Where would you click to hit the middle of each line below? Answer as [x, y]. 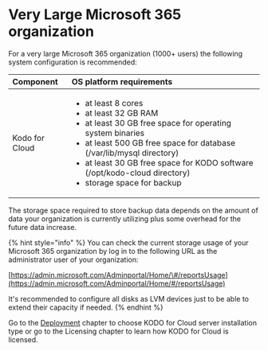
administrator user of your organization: [73, 259]
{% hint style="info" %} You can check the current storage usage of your [128, 242]
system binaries [115, 133]
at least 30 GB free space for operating [158, 123]
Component [35, 81]
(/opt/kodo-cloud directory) [138, 173]
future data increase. [43, 227]
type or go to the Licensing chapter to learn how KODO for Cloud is [118, 331]
